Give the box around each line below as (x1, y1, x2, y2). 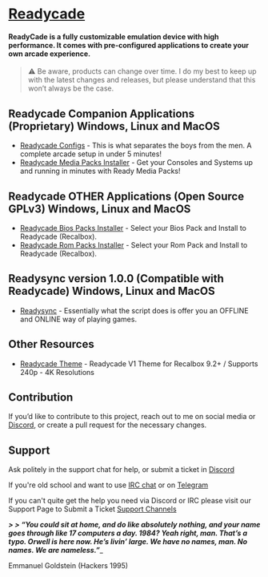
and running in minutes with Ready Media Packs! (19, 166, 181, 176)
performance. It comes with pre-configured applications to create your (8, 40, 250, 50)
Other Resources (8, 337, 94, 351)
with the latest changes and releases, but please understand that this (27, 75, 256, 85)
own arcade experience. (8, 49, 91, 59)
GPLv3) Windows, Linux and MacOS (8, 202, 191, 216)
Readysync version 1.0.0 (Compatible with (8, 272, 224, 285)
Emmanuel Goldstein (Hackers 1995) (8, 561, 129, 571)
